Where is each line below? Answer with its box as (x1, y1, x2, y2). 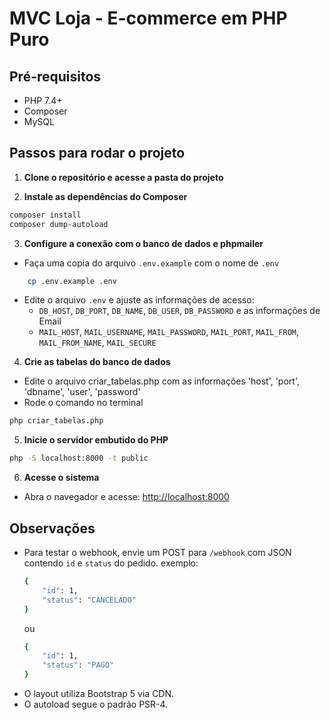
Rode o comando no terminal (23, 397, 144, 409)
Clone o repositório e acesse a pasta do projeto (23, 171, 224, 183)
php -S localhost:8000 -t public (9, 453, 149, 464)
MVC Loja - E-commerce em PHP (9, 7, 288, 30)
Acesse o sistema (23, 472, 100, 484)
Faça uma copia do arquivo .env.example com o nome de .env (23, 257, 280, 269)
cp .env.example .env (27, 276, 117, 286)
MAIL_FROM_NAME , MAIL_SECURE (38, 337, 157, 349)
